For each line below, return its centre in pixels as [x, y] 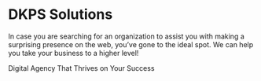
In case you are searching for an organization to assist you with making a [127, 36]
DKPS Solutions [61, 15]
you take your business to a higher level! [74, 53]
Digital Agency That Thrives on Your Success [81, 68]
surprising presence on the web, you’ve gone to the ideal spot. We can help [131, 44]
